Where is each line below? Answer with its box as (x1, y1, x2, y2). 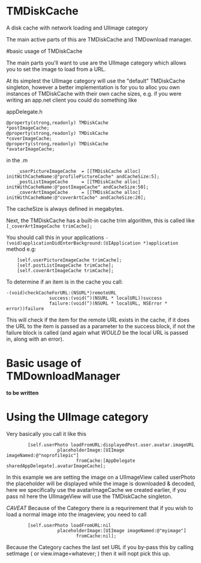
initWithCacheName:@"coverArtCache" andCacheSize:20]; (6, 194, 146, 201)
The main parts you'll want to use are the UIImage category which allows (6, 59, 187, 66)
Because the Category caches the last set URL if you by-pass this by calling (6, 543, 194, 550)
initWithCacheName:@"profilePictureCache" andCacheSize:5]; (6, 173, 160, 179)
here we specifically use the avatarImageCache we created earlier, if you (6, 486, 187, 493)
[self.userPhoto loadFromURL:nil (28, 522, 112, 528)
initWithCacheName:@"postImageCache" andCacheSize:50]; (6, 184, 149, 190)
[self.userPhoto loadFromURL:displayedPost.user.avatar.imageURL (28, 441, 195, 448)
